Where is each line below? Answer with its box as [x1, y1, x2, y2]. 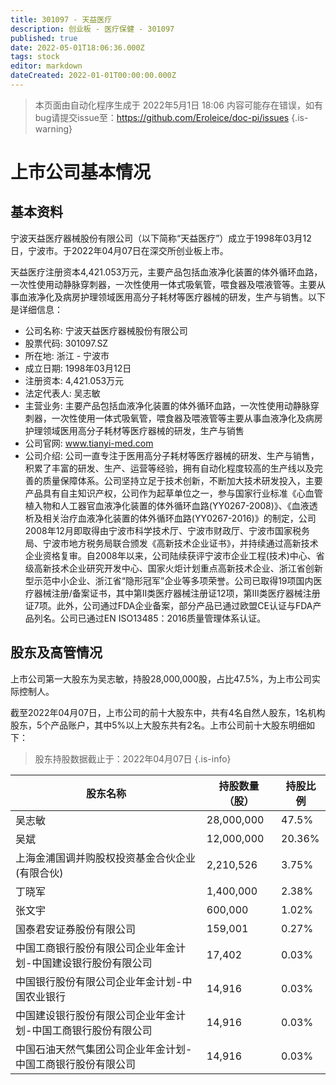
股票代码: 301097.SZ [24, 337, 109, 349]
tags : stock [10, 52, 60, 62]
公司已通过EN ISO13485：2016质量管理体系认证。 [59, 612, 267, 624]
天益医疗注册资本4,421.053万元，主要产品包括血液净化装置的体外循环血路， [10, 266, 323, 278]
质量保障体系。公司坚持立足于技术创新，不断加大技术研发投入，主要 [42, 474, 323, 486]
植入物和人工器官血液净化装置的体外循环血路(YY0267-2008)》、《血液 [24, 499, 310, 511]
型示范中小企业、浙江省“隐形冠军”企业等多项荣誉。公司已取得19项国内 [24, 574, 314, 586]
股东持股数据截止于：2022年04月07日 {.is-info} [34, 752, 232, 765]
